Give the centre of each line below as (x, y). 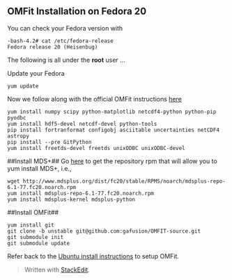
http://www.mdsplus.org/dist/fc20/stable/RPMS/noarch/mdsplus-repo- (124, 181)
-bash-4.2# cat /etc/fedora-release (60, 41)
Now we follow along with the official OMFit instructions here (95, 99)
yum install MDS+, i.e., (39, 168)
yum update (23, 86)
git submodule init (36, 237)
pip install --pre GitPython (49, 142)
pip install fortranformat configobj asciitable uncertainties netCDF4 (113, 130)
